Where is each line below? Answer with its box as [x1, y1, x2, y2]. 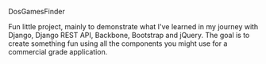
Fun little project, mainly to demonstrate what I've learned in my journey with [8, 22, 259, 31]
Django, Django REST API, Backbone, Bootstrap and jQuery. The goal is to [8, 31, 250, 40]
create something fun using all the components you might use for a [8, 39, 228, 48]
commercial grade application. [8, 47, 108, 56]
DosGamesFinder [8, 7, 65, 16]
